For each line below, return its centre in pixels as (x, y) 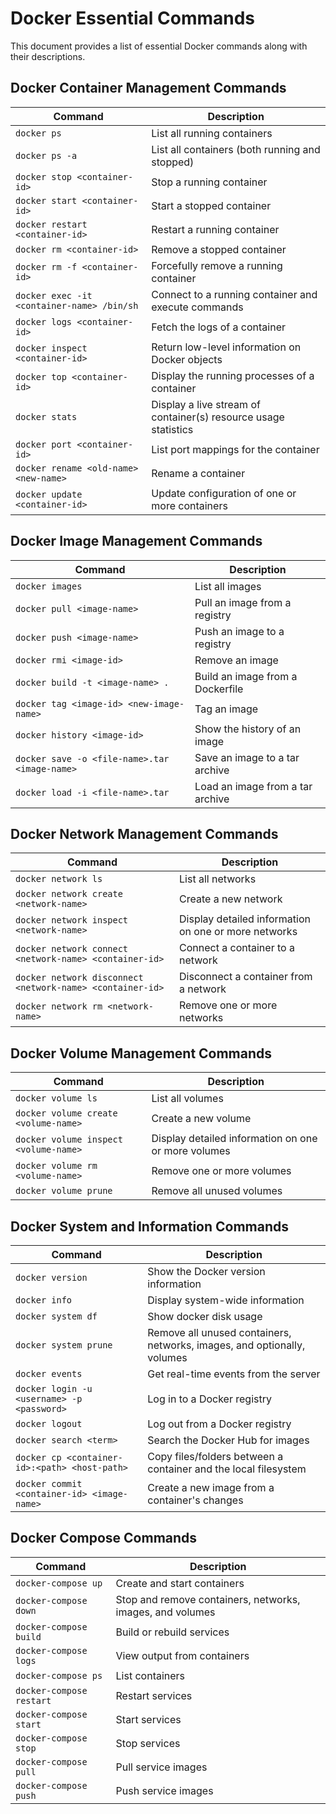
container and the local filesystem (227, 1469)
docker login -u (54, 1388)
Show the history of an (248, 729)
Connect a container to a (237, 948)
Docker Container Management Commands (148, 88)
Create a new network (231, 899)
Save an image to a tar (247, 757)
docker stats (46, 416)
